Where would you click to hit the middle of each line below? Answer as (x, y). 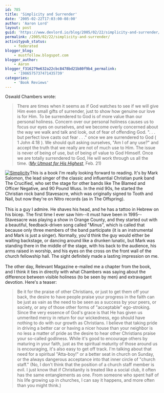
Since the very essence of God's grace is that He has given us (80, 312)
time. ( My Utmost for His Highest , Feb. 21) (59, 163)
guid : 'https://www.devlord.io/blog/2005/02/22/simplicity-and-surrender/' (84, 32)
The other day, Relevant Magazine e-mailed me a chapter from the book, (78, 266)
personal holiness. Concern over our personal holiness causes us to (85, 122)
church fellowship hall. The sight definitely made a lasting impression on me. (82, 256)
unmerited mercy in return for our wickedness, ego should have (81, 318)
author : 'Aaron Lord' (27, 23)
